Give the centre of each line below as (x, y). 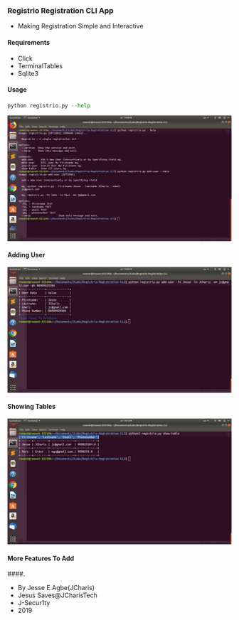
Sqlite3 (28, 73)
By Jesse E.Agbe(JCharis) (56, 588)
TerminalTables (40, 65)
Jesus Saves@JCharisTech (58, 595)
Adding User (26, 255)
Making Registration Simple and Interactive (80, 26)
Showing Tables (32, 407)
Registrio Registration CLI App (60, 11)
